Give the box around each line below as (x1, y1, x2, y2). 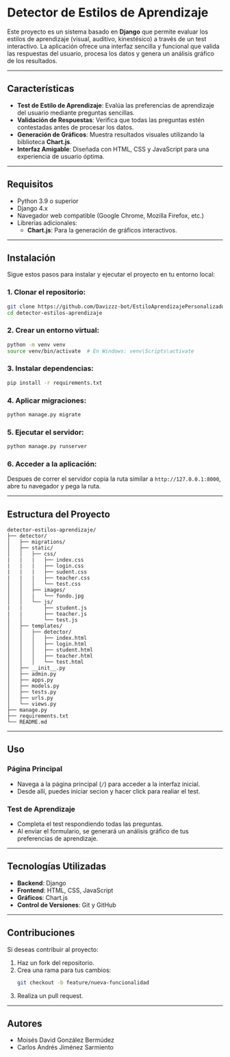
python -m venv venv (7, 341, 66, 348)
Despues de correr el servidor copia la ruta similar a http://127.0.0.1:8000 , (7, 475, 221, 483)
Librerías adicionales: (16, 218, 77, 227)
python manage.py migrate (7, 411, 81, 418)
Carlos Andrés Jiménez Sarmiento (16, 1043, 114, 1052)
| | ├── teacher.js (7, 610, 88, 618)
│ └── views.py (7, 701, 57, 708)
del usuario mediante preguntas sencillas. (16, 108, 135, 117)
